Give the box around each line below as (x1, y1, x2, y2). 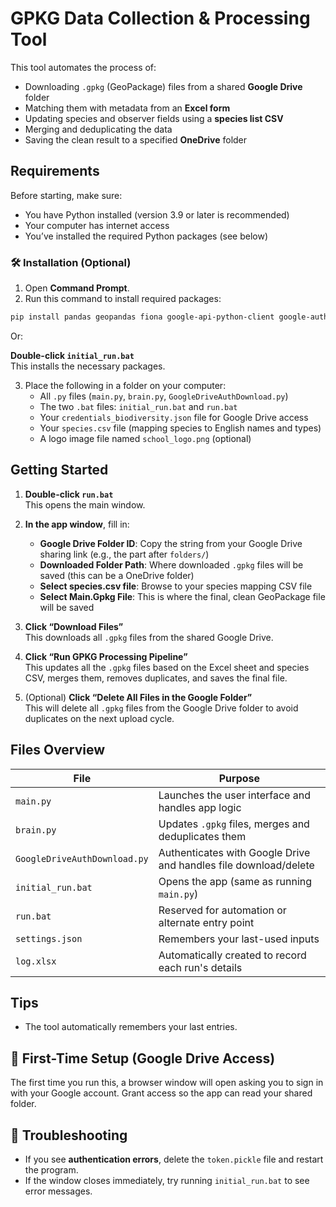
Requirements (10, 163, 100, 180)
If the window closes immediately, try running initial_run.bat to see (24, 1174, 310, 1186)
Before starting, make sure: (10, 189, 123, 201)
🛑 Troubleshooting (10, 1127, 128, 1144)
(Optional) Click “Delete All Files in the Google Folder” (24, 691, 253, 703)
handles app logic (158, 800, 242, 814)
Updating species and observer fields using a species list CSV (24, 112, 284, 124)
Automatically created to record (158, 948, 307, 962)
